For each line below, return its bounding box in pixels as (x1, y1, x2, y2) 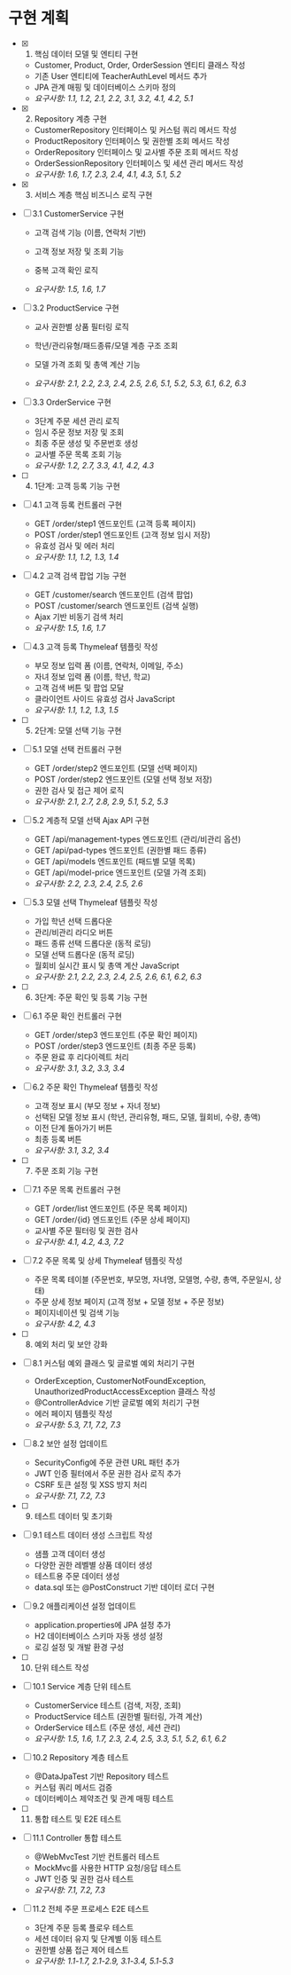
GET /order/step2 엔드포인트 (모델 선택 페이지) (34, 762, 198, 773)
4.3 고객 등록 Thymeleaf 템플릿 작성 (32, 641, 158, 652)
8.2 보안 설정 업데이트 (32, 1438, 108, 1449)
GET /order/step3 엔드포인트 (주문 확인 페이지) (34, 1029, 198, 1040)
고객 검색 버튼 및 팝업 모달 (34, 682, 125, 693)
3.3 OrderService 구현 (32, 397, 111, 407)
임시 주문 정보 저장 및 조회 (34, 427, 125, 437)
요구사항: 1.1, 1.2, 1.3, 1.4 (34, 551, 119, 562)
